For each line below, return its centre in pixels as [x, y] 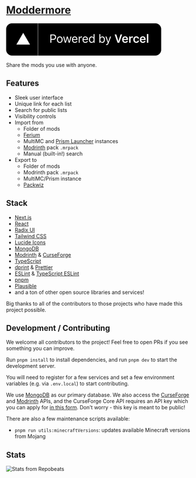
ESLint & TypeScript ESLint [47, 273]
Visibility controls [35, 116]
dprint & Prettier [34, 267]
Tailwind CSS [30, 236]
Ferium [32, 135]
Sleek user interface [39, 97]
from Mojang [30, 436]
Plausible [25, 286]
